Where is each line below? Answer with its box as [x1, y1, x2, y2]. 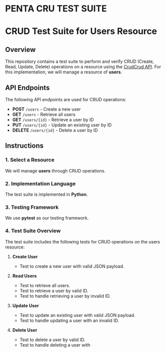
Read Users [12, 273, 37, 279]
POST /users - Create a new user [12, 106, 81, 112]
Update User [12, 302, 39, 308]
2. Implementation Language [5, 180, 76, 187]
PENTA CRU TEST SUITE [5, 3, 107, 14]
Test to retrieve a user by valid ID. [19, 288, 88, 294]
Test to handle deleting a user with [19, 342, 91, 348]
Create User [12, 253, 38, 259]
